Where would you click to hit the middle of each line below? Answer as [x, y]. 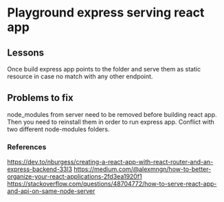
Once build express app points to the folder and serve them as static [104, 69]
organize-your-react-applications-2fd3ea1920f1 [75, 177]
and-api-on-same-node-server [51, 191]
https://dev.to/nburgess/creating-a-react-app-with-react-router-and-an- [110, 162]
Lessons [26, 53]
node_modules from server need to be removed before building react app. [112, 114]
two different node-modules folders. [58, 129]
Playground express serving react [106, 13]
